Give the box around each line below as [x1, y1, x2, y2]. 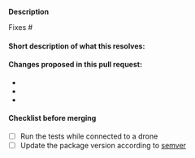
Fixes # [8, 23, 33, 32]
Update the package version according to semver [19, 141, 187, 151]
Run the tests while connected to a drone [19, 131, 158, 141]
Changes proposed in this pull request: [8, 60, 143, 70]
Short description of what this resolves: [8, 41, 145, 51]
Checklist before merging [8, 113, 97, 123]
